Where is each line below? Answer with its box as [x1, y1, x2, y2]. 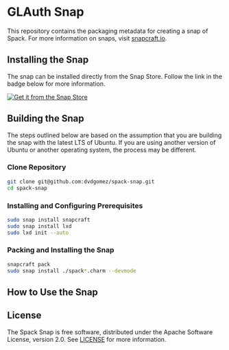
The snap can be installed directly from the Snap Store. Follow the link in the [7, 72, 223, 80]
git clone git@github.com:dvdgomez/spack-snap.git [7, 178, 155, 185]
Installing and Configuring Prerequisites [7, 200, 143, 210]
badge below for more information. [7, 80, 106, 88]
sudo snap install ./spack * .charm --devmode [7, 267, 136, 275]
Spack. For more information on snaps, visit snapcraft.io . [7, 34, 167, 42]
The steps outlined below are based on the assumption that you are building [7, 131, 222, 139]
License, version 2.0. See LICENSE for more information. [7, 335, 167, 343]
